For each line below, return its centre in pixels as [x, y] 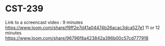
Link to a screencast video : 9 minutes [44, 22]
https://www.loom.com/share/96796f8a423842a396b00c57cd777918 [77, 38]
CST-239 [24, 9]
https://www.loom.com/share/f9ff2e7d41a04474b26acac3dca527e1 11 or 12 [82, 27]
